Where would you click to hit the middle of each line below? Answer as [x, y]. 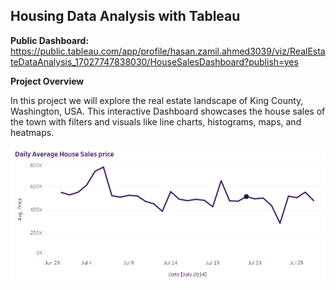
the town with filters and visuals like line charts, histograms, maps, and [156, 121]
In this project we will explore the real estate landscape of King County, [157, 100]
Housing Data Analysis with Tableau [125, 16]
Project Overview [47, 81]
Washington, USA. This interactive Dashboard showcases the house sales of [168, 111]
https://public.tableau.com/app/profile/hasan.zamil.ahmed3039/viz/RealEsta [168, 51]
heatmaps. [32, 132]
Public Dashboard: [50, 40]
